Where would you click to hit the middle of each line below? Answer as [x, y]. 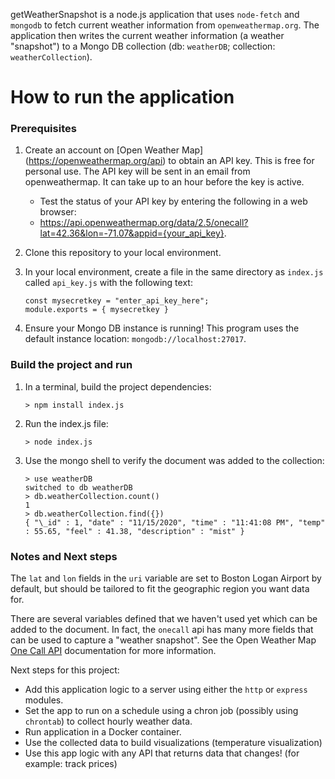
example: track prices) [71, 764]
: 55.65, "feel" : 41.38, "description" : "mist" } [134, 531]
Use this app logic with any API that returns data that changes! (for [162, 753]
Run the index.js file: [66, 423]
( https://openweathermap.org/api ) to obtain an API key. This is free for [169, 161]
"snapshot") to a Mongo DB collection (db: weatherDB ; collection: [143, 46]
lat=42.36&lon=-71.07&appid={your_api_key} [132, 233]
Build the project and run [71, 365]
